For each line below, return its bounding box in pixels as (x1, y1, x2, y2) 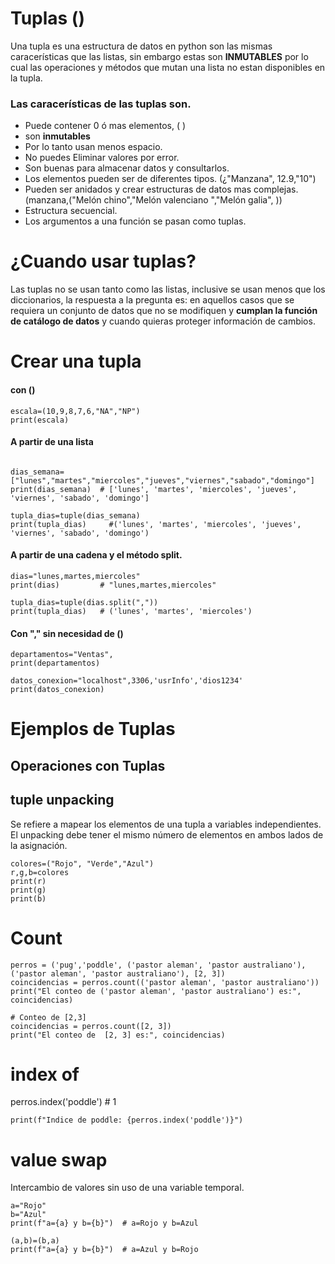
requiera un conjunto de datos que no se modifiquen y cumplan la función (10, 305, 318, 317)
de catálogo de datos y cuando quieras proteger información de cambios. (10, 315, 316, 327)
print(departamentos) (10, 658, 101, 669)
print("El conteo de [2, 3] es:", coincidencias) (10, 1030, 226, 1040)
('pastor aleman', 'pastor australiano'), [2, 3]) (10, 968, 226, 979)
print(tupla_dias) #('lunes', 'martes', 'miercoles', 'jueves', (10, 519, 302, 529)
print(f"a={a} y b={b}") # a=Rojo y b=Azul (10, 1218, 199, 1229)
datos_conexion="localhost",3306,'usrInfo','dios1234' (10, 676, 244, 686)
